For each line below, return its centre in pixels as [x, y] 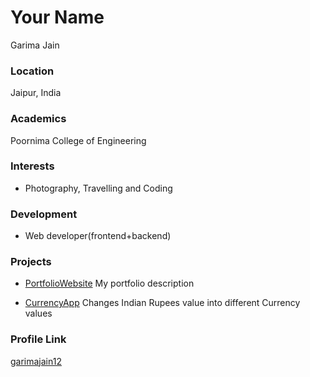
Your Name [57, 17]
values [38, 313]
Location [32, 71]
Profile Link [38, 339]
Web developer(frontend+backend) [98, 236]
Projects [31, 262]
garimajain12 [36, 361]
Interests [32, 166]
